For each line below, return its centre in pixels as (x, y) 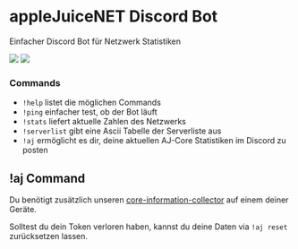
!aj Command (47, 178)
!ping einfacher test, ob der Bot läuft (90, 112)
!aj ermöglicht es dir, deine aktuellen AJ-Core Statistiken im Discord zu (154, 141)
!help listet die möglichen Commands (91, 103)
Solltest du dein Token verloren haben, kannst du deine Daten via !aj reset (149, 227)
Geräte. (23, 210)
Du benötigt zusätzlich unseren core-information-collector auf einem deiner (149, 200)
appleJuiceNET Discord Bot (114, 17)
